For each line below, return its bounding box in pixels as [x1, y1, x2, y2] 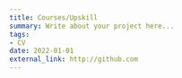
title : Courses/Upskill [9, 13, 99, 22]
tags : [9, 30, 30, 39]
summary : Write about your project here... [9, 22, 175, 30]
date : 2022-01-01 [9, 47, 74, 56]
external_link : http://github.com [9, 55, 139, 64]
